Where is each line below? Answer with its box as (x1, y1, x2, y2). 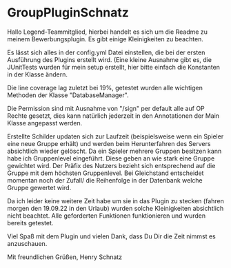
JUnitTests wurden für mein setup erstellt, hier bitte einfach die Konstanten (7, 63, 221, 71)
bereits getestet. (7, 218, 54, 227)
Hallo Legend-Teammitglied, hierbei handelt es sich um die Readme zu (7, 28, 208, 36)
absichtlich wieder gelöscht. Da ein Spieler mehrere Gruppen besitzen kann (7, 147, 222, 155)
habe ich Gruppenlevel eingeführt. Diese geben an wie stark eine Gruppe (7, 154, 215, 163)
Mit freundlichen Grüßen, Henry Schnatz (7, 253, 123, 261)
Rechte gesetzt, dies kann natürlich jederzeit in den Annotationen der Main (7, 112, 219, 120)
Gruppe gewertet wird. (7, 183, 72, 192)
